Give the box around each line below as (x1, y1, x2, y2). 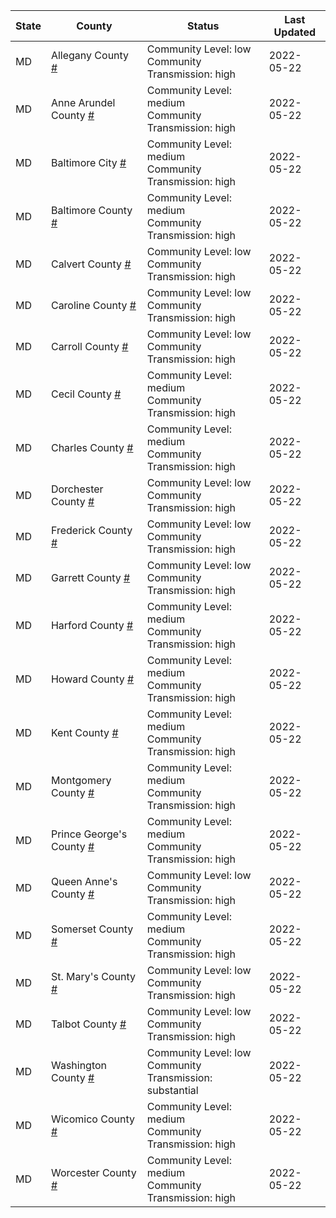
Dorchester (50, 482, 104, 496)
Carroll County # (50, 340, 129, 353)
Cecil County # (50, 387, 122, 401)
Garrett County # (50, 571, 131, 584)
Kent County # (50, 726, 119, 739)
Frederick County (50, 524, 133, 537)
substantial (146, 1084, 199, 1097)
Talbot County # (50, 1017, 127, 1031)
